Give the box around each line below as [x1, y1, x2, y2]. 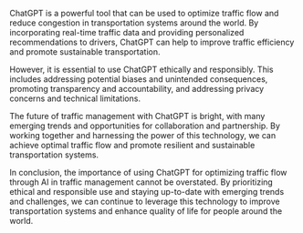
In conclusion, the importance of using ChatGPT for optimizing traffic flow [9, 167, 287, 177]
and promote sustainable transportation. [9, 46, 162, 57]
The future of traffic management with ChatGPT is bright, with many [9, 111, 266, 121]
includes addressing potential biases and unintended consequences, [9, 74, 268, 85]
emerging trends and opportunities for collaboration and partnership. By [9, 120, 281, 131]
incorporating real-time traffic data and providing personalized [9, 27, 245, 37]
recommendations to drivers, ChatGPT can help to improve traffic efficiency [9, 36, 295, 47]
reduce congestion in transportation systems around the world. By [9, 17, 259, 28]
